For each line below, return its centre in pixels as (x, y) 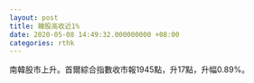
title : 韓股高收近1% (44, 26)
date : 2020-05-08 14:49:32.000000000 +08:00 (94, 34)
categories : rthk (42, 43)
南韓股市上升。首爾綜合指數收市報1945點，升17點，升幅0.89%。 (130, 69)
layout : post (34, 18)
